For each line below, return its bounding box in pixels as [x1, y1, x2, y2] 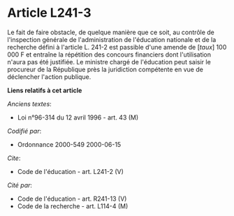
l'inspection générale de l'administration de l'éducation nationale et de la [7, 35, 217, 43]
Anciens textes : [7, 99, 52, 108]
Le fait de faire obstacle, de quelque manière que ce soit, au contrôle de [7, 28, 215, 36]
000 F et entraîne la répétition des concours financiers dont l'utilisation [7, 50, 212, 59]
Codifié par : [7, 127, 42, 135]
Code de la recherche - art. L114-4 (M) [17, 201, 129, 210]
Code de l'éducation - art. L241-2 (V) [17, 167, 124, 175]
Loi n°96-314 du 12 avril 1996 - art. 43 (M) [17, 113, 139, 122]
